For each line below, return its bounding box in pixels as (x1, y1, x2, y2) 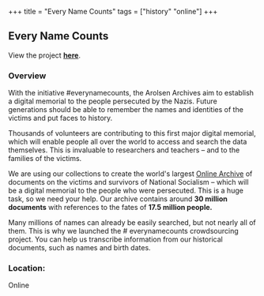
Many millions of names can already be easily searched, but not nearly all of (8, 218, 257, 227)
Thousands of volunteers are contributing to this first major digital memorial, (8, 129, 257, 138)
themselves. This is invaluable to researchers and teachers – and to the (8, 145, 240, 155)
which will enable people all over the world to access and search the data (8, 137, 247, 147)
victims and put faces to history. (8, 114, 113, 123)
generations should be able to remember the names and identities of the (8, 105, 243, 114)
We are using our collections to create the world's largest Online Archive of (8, 169, 253, 178)
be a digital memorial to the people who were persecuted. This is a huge (8, 185, 243, 196)
